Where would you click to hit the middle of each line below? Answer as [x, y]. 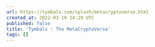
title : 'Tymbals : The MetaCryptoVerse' [59, 29]
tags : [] [17, 35]
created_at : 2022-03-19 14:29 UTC [51, 18]
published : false [28, 23]
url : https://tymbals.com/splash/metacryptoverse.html [78, 12]
